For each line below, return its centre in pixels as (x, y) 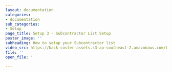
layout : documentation (29, 10)
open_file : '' (20, 57)
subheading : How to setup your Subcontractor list (60, 43)
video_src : (17, 48)
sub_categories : (23, 24)
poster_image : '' (24, 39)
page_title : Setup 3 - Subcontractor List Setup (58, 33)
